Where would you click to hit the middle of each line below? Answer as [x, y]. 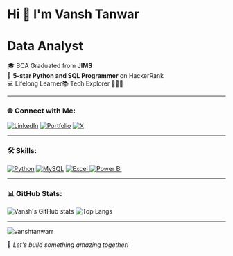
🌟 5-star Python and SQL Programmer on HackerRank [86, 76]
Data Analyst [45, 46]
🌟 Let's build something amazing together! [68, 245]
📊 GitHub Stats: [35, 193]
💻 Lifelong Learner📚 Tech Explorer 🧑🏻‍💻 [65, 83]
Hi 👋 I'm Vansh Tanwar [74, 14]
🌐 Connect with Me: [42, 111]
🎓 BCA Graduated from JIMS [50, 66]
